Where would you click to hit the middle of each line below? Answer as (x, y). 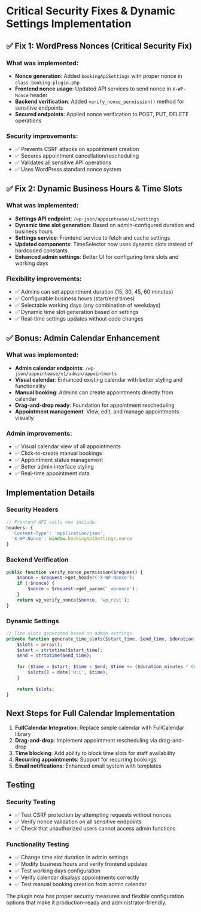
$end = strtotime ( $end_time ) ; (55, 656)
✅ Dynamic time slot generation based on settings (77, 312)
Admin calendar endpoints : (49, 368)
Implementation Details (51, 493)
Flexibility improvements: (44, 279)
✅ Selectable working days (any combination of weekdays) (88, 305)
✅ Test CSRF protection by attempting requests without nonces (93, 815)
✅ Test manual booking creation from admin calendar (81, 884)
